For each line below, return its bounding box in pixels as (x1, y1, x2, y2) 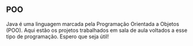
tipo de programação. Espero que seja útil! (6, 32, 109, 40)
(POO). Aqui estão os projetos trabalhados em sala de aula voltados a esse (6, 27, 188, 34)
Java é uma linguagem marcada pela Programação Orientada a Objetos (6, 20, 179, 27)
